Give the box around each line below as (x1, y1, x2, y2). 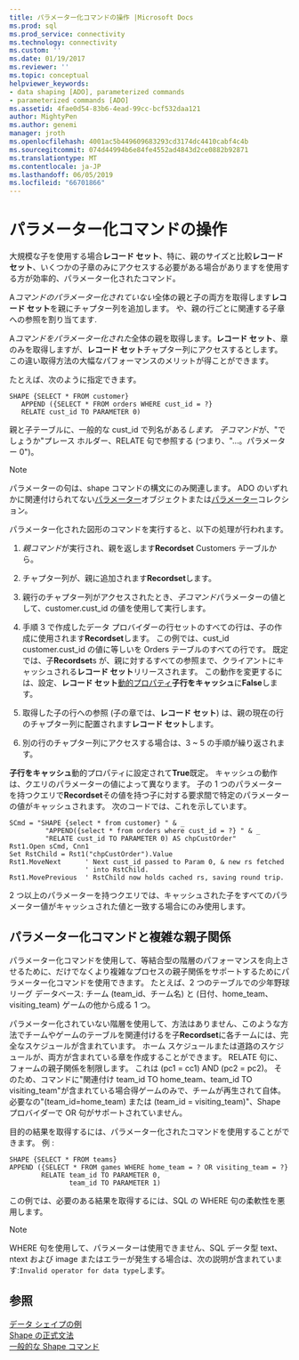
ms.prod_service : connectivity (9, 29, 125, 38)
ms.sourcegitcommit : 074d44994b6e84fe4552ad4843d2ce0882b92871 (9, 145, 249, 154)
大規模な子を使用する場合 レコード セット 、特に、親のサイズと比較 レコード (9, 251, 284, 262)
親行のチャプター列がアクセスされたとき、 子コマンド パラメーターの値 (21, 592, 279, 603)
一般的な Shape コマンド (9, 1340, 100, 1351)
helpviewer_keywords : (9, 79, 90, 88)
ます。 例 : (16, 1137, 55, 1148)
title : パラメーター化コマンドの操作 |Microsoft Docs (9, 12, 194, 22)
